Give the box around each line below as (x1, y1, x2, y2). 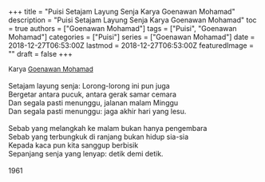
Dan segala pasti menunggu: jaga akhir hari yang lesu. (8, 107, 187, 116)
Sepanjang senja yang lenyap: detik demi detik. (8, 149, 164, 158)
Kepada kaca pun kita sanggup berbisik (8, 140, 139, 150)
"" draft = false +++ (8, 49, 73, 58)
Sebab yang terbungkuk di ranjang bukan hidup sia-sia (8, 132, 189, 141)
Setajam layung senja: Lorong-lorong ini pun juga (8, 81, 170, 90)
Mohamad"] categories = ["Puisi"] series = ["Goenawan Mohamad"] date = (8, 32, 255, 42)
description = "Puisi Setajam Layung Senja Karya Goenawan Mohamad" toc (8, 15, 257, 25)
